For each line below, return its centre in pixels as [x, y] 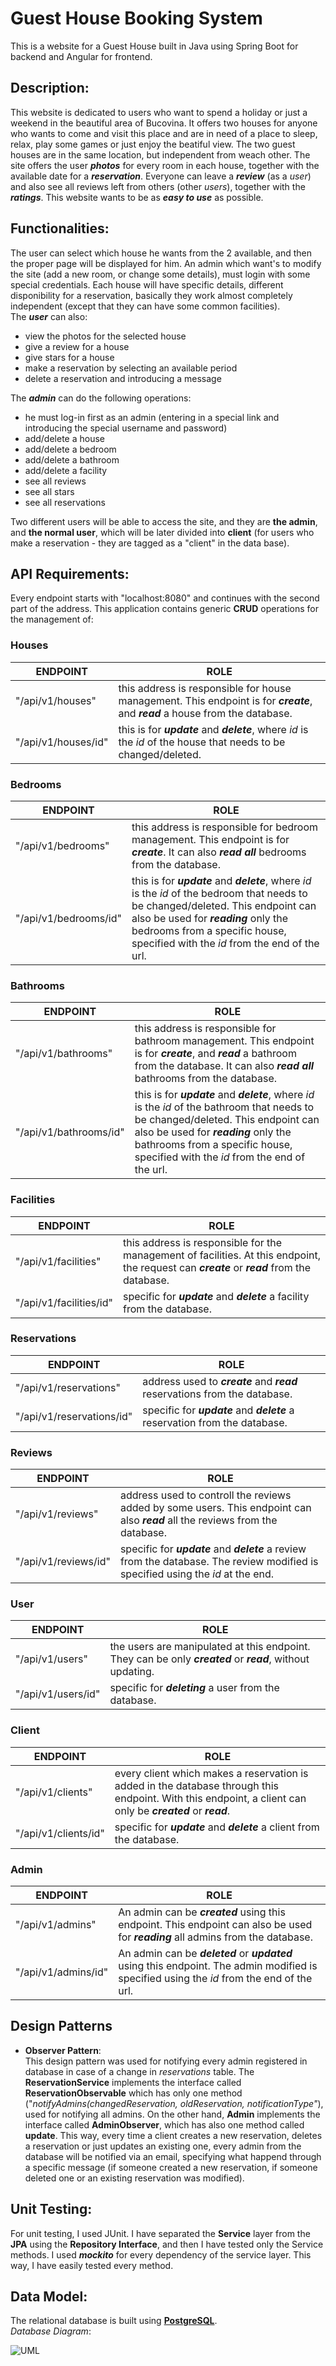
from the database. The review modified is [219, 1562]
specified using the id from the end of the [215, 1979]
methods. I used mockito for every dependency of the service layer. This [161, 2254]
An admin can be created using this [202, 1912]
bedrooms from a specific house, [209, 930]
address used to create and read [220, 1381]
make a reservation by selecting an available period [131, 368]
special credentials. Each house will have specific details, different [147, 284]
